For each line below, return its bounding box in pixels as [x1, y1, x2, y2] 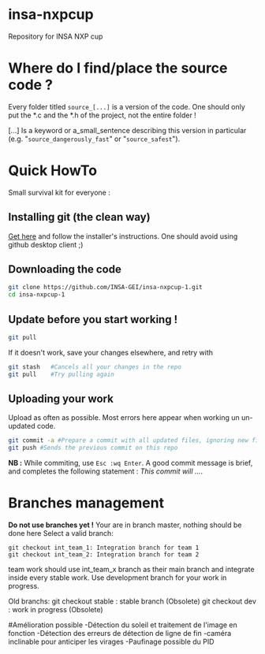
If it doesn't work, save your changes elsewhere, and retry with [8, 347, 214, 357]
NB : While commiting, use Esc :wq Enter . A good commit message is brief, [8, 459, 253, 468]
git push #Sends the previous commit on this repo [8, 444, 178, 452]
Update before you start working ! [8, 313, 178, 326]
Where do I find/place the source [8, 59, 228, 77]
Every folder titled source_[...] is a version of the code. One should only [8, 102, 246, 111]
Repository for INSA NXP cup [8, 32, 103, 41]
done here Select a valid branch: [8, 529, 114, 538]
